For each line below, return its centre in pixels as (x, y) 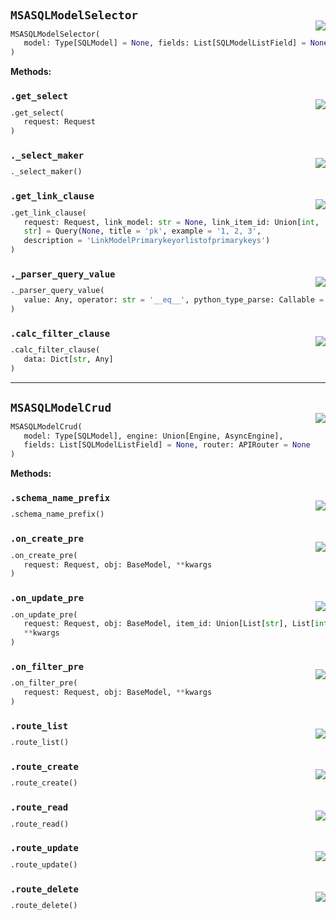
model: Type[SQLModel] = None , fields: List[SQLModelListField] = (165, 43)
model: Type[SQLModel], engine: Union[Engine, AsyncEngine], (153, 436)
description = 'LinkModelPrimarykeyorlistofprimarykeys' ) (147, 241)
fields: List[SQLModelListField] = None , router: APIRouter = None (167, 445)
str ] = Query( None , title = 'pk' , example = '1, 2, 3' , (142, 231)
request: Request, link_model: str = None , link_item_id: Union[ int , (171, 222)
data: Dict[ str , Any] (68, 359)
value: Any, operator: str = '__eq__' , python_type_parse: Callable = (174, 300)
